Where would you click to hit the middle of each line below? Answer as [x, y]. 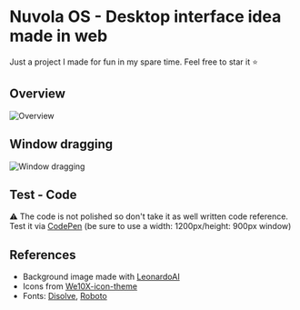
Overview [38, 94]
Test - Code [43, 194]
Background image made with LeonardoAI [101, 277]
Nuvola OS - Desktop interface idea [145, 17]
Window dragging [61, 144]
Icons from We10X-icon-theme [80, 286]
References [43, 255]
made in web [59, 36]
